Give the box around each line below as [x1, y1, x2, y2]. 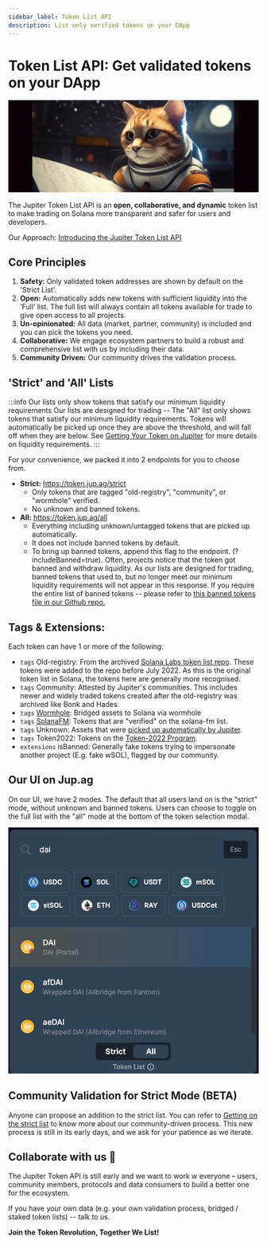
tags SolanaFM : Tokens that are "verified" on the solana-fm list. [19, 716, 228, 725]
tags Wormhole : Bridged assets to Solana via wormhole [19, 708, 202, 717]
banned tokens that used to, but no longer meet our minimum [31, 572, 233, 582]
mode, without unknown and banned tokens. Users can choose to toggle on [8, 803, 257, 812]
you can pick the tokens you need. [19, 328, 133, 337]
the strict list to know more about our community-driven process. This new [8, 1118, 253, 1128]
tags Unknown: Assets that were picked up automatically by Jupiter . [19, 725, 242, 734]
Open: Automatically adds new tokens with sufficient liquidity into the [19, 293, 248, 303]
